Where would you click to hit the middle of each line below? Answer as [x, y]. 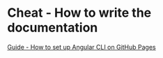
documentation [53, 28]
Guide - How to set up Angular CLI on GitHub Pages [81, 47]
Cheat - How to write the [79, 13]
